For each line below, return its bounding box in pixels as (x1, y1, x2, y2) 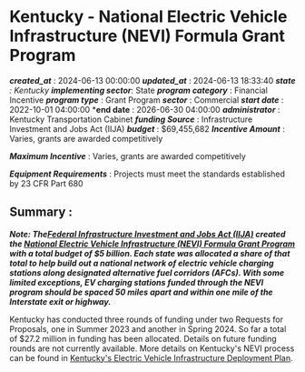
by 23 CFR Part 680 (9, 177, 84, 188)
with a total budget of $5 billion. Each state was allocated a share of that (9, 247, 290, 258)
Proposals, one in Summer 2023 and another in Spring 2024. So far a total (9, 323, 287, 334)
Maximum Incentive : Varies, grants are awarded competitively (9, 150, 247, 161)
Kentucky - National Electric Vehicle (9, 6, 288, 27)
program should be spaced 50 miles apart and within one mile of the (9, 287, 274, 297)
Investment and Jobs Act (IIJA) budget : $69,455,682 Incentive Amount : (9, 123, 286, 134)
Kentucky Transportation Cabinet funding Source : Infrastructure (9, 114, 253, 125)
